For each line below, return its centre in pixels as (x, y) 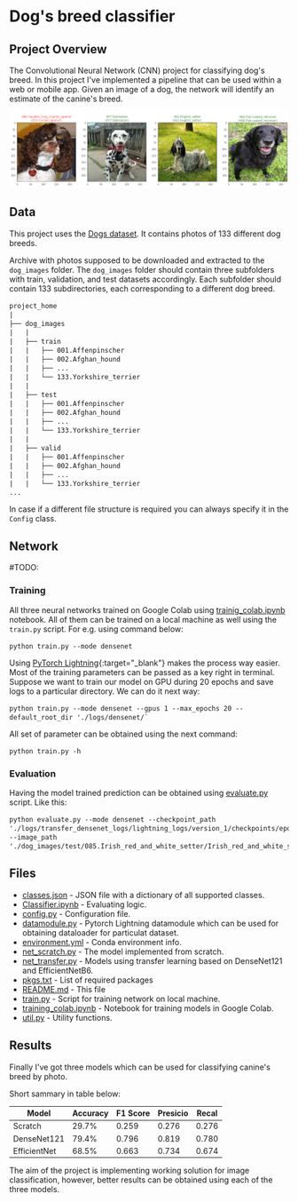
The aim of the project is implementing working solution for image (129, 1171)
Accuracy (90, 1113)
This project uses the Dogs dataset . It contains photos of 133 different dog (145, 234)
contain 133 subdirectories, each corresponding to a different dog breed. (142, 288)
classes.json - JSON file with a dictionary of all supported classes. (143, 895)
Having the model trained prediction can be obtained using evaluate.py (139, 793)
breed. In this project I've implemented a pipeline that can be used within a (145, 80)
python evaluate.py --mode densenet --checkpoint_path (113, 820)
